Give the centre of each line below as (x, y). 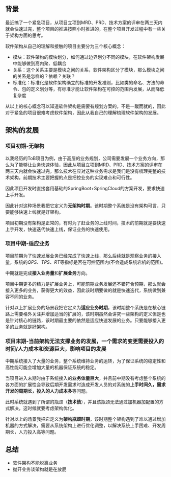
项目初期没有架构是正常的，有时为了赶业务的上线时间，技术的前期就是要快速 (85, 223)
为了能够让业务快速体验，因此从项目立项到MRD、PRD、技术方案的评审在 (86, 165)
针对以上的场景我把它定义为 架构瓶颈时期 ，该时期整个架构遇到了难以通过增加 (85, 419)
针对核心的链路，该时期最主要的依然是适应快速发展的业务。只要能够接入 (85, 320)
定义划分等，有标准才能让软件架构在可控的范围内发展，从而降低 (97, 89)
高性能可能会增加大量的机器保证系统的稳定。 (52, 368)
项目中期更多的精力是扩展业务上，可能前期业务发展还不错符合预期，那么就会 (85, 284)
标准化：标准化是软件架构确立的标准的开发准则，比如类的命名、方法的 (86, 82)
